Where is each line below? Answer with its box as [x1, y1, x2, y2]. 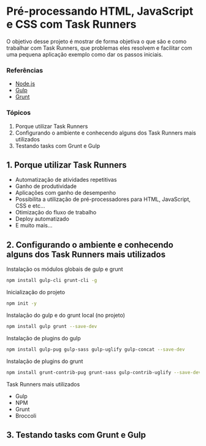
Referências [6, 66, 44, 74]
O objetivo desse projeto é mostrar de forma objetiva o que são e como [6, 37, 187, 45]
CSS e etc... [15, 202, 45, 209]
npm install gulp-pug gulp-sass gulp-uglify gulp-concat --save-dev [6, 346, 185, 353]
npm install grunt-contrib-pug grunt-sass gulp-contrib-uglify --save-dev [6, 369, 202, 375]
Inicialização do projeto [6, 289, 66, 296]
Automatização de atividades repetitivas [15, 176, 117, 184]
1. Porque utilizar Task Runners [6, 160, 127, 170]
